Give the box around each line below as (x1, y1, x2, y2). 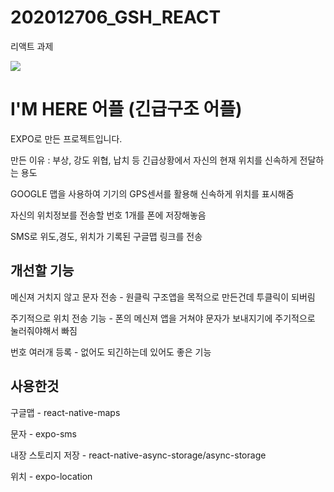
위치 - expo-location (10, 470, 93, 482)
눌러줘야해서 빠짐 (10, 324, 78, 336)
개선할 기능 (10, 262, 75, 280)
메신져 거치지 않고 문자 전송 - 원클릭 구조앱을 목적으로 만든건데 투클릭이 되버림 (10, 291, 316, 303)
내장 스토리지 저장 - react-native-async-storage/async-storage (10, 449, 267, 461)
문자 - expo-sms (10, 427, 78, 440)
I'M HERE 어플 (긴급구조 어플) (10, 98, 243, 121)
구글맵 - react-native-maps (10, 406, 121, 418)
